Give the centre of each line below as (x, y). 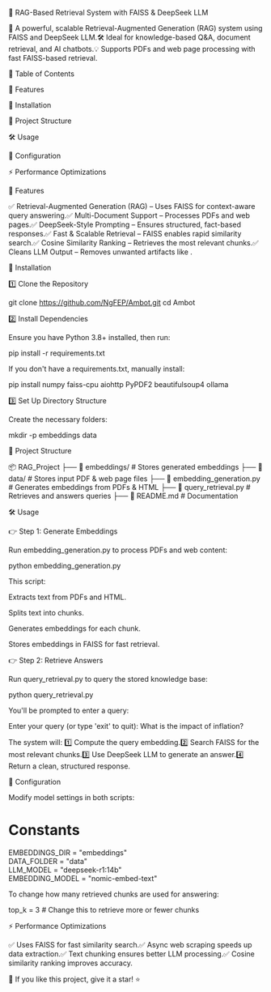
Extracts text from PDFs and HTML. (68, 597)
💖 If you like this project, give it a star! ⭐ (74, 979)
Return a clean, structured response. (70, 766)
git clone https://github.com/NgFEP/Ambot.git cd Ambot (102, 302)
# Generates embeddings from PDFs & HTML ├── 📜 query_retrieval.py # (129, 487)
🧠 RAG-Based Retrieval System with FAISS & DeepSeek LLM (108, 13)
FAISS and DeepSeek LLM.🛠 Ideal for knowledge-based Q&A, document (129, 37)
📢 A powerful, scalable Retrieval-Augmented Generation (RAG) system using (135, 28)
